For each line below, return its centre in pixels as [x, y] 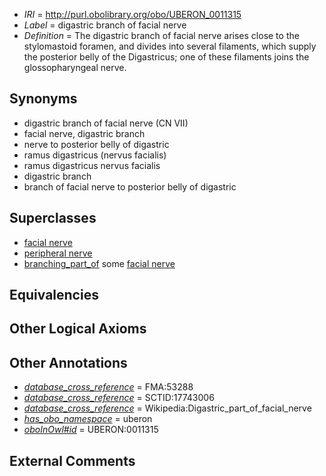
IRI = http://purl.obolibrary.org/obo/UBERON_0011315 [132, 14]
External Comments [72, 460]
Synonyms [43, 99]
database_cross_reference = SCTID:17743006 [119, 398]
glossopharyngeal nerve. [75, 67]
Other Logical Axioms [78, 329]
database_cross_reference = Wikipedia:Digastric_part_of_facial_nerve [167, 408]
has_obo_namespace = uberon [88, 419]
